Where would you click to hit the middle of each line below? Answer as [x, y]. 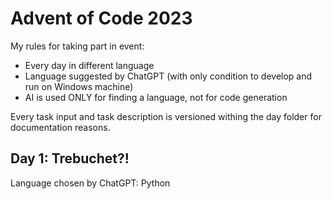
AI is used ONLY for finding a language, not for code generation [156, 97]
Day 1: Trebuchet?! [70, 158]
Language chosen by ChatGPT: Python [90, 183]
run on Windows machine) [79, 86]
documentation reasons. [60, 127]
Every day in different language [89, 65]
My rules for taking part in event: [77, 46]
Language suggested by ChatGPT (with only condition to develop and [168, 76]
